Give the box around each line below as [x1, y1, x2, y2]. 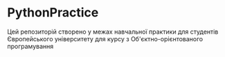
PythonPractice [7, 5, 99, 21]
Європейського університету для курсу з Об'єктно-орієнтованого [7, 34, 203, 43]
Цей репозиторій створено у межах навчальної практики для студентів [7, 27, 219, 36]
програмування [7, 42, 54, 50]
